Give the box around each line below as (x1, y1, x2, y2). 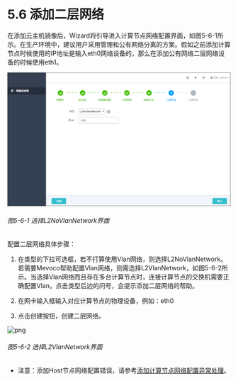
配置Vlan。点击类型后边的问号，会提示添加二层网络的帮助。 (23, 281, 198, 289)
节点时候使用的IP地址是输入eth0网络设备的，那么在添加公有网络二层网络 (7, 49, 219, 57)
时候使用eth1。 (19, 57, 63, 66)
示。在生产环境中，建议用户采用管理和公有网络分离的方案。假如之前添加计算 (7, 40, 231, 48)
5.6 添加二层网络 (7, 6, 105, 23)
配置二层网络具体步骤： (7, 239, 76, 248)
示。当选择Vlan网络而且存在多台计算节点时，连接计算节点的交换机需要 (17, 272, 223, 281)
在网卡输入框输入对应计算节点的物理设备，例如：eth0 (17, 296, 174, 305)
